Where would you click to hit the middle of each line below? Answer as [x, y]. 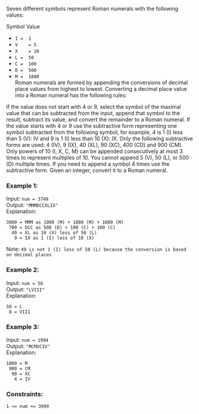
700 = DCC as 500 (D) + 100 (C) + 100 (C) [62, 228]
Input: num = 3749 [27, 199]
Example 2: [23, 270]
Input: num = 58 [25, 283]
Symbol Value [23, 27]
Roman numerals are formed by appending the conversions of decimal [101, 82]
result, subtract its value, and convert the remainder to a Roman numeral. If [98, 119]
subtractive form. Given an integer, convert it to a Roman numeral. [87, 170]
